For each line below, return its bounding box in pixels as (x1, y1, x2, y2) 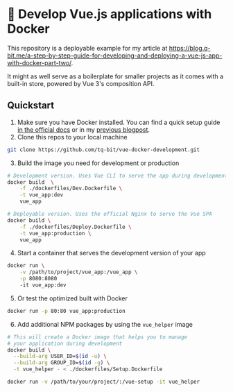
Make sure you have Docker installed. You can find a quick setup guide (17, 118, 221, 126)
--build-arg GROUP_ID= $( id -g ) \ (13, 359, 110, 366)
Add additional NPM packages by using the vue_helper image (17, 320, 193, 328)
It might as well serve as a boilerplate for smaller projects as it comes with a (7, 72, 224, 80)
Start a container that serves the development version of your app (17, 249, 206, 257)
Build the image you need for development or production (17, 159, 180, 167)
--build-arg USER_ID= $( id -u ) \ (13, 353, 107, 360)
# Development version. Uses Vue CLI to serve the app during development (7, 172, 228, 179)
